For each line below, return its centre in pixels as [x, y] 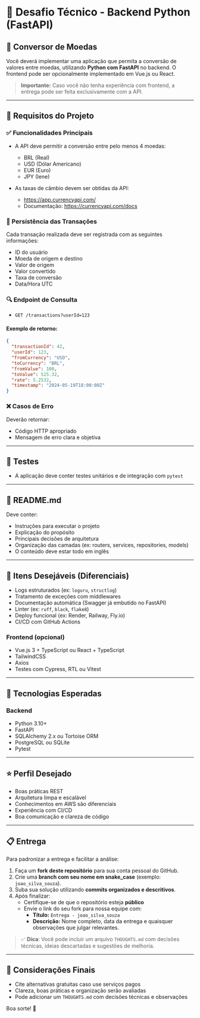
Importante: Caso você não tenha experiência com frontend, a [98, 85]
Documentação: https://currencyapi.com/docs [81, 206]
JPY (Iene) [37, 176]
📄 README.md [34, 500]
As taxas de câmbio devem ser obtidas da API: [72, 188]
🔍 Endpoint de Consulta [42, 299]
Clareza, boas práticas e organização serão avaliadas [80, 991]
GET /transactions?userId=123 [52, 315]
